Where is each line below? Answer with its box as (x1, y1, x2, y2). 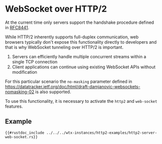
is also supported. (35, 89, 71, 95)
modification (12, 69, 37, 75)
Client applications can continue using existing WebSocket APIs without (12, 64, 156, 70)
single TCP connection (12, 59, 58, 64)
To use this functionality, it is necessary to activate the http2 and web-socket (5, 98, 158, 104)
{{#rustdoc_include (5, 130, 45, 135)
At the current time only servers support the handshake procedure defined (5, 19, 154, 25)
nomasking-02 (5, 89, 34, 95)
